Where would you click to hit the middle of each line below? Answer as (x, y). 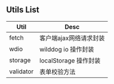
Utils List (23, 10)
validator (21, 71)
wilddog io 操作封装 (67, 49)
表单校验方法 (58, 71)
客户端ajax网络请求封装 (72, 38)
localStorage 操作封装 (70, 61)
